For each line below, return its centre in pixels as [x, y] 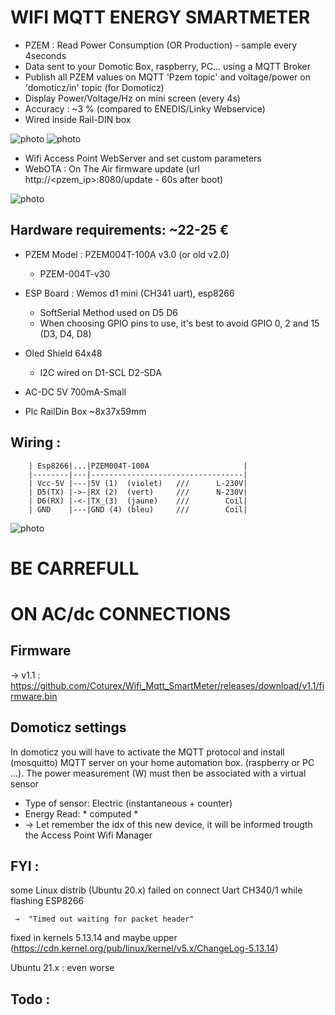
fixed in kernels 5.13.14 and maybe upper [94, 938]
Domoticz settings [68, 727]
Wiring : [36, 442]
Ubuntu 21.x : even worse [62, 968]
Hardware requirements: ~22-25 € [120, 230]
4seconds [45, 55]
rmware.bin [34, 696]
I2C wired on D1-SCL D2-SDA [100, 372]
